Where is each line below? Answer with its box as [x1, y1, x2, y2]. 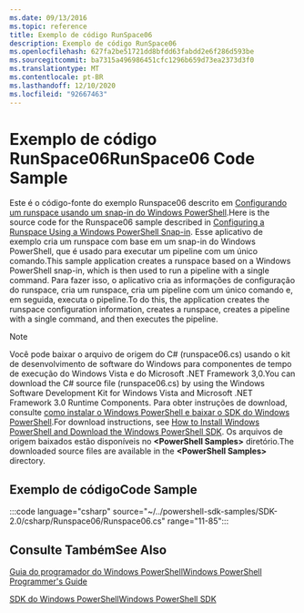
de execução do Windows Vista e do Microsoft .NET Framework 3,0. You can [9, 368, 296, 379]
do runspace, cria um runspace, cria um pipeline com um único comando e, [9, 284, 293, 296]
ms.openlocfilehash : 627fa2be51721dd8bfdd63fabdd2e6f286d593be [9, 47, 255, 56]
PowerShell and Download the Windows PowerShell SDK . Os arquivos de [9, 426, 284, 437]
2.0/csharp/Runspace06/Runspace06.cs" [9, 516, 166, 526]
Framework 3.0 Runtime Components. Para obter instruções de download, [9, 397, 289, 408]
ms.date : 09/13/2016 [9, 13, 88, 23]
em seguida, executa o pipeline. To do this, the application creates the [9, 294, 270, 305]
